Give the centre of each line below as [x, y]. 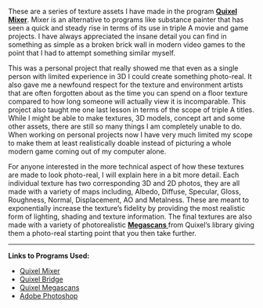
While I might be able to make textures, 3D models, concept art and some [126, 118]
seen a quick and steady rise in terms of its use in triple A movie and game [128, 28]
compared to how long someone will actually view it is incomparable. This [127, 101]
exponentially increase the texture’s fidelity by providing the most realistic [127, 208]
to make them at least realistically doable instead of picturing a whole [120, 143]
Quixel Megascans [49, 288]
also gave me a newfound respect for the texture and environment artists [126, 85]
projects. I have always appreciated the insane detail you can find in [117, 36]
